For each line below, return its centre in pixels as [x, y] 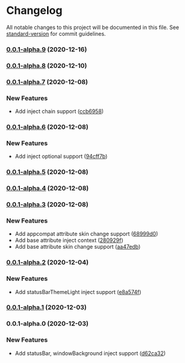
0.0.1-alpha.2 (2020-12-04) [48, 263]
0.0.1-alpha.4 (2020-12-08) [48, 188]
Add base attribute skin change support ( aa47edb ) [78, 247]
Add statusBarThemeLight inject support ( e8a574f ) [78, 292]
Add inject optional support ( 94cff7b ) [61, 156]
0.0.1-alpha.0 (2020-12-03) [47, 324]
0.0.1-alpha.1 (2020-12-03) [46, 307]
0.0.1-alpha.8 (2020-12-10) [47, 65]
